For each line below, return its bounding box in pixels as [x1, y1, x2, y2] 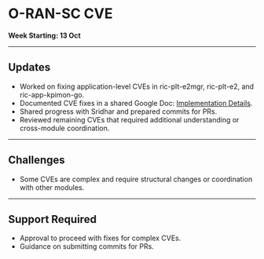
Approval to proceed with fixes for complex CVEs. [19, 233, 181, 243]
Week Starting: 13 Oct [8, 31, 81, 40]
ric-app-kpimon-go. [19, 89, 85, 99]
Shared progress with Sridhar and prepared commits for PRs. [19, 107, 218, 116]
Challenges [8, 154, 65, 167]
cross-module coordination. [19, 123, 110, 133]
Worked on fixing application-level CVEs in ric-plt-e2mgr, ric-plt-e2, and [19, 82, 254, 91]
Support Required [8, 213, 97, 226]
